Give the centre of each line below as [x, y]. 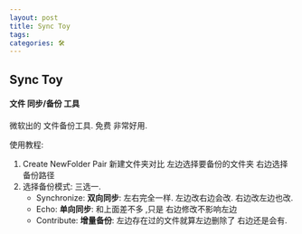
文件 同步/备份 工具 [45, 104]
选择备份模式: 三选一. [61, 186]
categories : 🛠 [37, 43]
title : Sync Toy [40, 26]
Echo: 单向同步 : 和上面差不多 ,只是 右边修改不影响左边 [137, 209]
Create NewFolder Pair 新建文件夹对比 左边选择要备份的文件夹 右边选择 [155, 164]
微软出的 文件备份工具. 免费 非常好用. [78, 125]
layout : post [34, 18]
